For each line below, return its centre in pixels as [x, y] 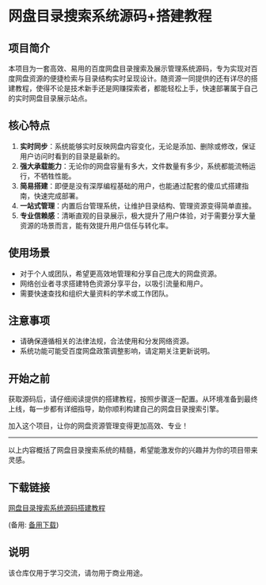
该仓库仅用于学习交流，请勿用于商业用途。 [78, 572]
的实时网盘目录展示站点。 [50, 98]
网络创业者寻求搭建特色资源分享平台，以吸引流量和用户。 [113, 283]
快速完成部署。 [58, 196]
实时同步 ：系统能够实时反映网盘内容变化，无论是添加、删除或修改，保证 [137, 146]
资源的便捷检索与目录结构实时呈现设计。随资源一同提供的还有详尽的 [140, 78]
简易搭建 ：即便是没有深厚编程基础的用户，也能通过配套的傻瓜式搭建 [131, 185]
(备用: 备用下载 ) [34, 525]
